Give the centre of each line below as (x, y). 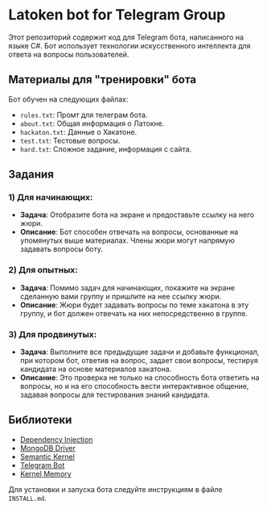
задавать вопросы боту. (61, 249)
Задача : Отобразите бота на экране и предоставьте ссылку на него (137, 215)
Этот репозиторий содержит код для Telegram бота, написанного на (126, 37)
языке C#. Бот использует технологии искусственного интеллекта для (129, 45)
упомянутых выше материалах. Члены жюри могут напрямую (127, 240)
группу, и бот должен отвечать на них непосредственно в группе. (133, 313)
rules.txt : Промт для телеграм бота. (84, 115)
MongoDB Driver (48, 448)
